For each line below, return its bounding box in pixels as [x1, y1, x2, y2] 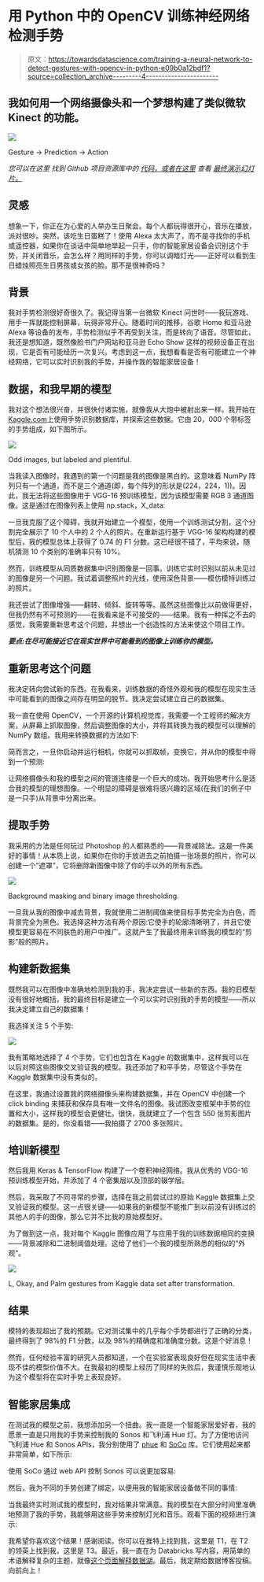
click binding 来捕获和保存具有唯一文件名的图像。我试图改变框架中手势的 [8, 1099, 244, 1108]
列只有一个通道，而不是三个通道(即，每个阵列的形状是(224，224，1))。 [8, 481, 240, 490]
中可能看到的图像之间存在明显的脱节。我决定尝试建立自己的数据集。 [8, 694, 229, 703]
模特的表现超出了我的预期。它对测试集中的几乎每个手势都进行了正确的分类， [8, 1326, 256, 1336]
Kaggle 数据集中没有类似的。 [8, 1072, 102, 1081]
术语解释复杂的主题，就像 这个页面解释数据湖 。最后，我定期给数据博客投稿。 [8, 1556, 256, 1565]
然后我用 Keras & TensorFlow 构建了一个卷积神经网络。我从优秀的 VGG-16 [8, 1166, 249, 1175]
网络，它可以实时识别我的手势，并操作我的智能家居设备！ [14, 357, 201, 367]
